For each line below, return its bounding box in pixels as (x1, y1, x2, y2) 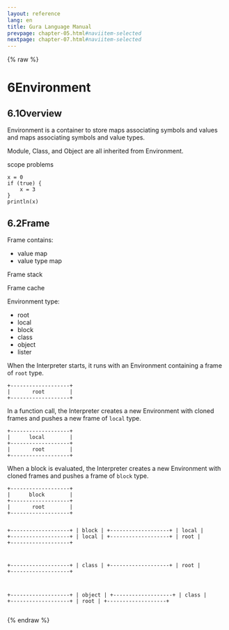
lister (17, 347, 32, 356)
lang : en (7, 17, 33, 24)
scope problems (7, 160, 54, 169)
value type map (17, 256, 63, 265)
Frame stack (7, 270, 43, 278)
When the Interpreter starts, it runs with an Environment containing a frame (7, 361, 223, 370)
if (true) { (7, 180, 42, 187)
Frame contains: (7, 235, 54, 244)
